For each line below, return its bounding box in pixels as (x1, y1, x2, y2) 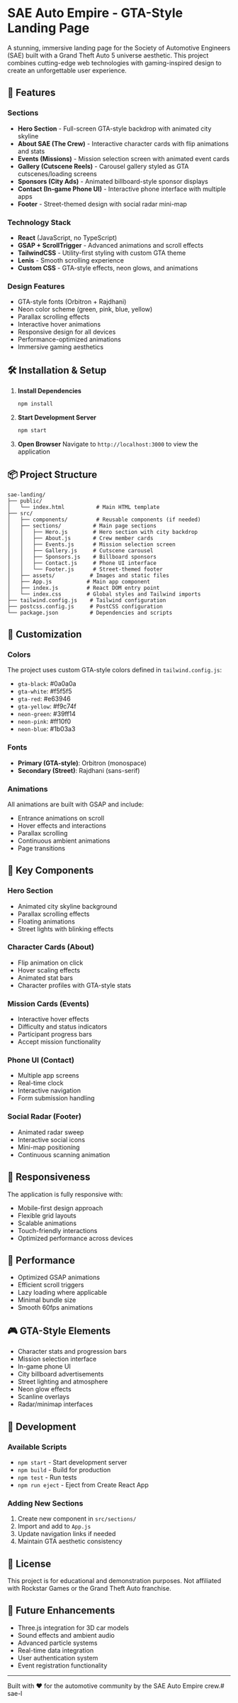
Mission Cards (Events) (7, 999, 90, 1009)
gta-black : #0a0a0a (17, 679, 76, 688)
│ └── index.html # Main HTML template (7, 503, 160, 510)
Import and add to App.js (17, 1522, 91, 1530)
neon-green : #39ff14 (17, 710, 76, 718)
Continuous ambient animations (17, 836, 110, 845)
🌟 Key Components (7, 865, 94, 877)
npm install (17, 400, 53, 407)
